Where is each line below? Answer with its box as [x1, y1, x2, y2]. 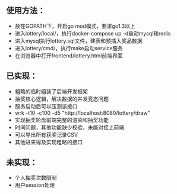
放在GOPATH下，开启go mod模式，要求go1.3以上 [14, 22, 135, 30]
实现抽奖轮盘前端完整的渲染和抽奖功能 [14, 116, 109, 123]
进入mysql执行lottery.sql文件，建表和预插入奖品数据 [14, 37, 143, 44]
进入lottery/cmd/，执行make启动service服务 [14, 44, 124, 51]
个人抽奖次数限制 [14, 174, 57, 182]
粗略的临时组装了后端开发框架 [14, 88, 88, 95]
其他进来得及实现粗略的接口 [14, 138, 83, 145]
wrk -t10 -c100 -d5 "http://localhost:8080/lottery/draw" [14, 109, 150, 117]
